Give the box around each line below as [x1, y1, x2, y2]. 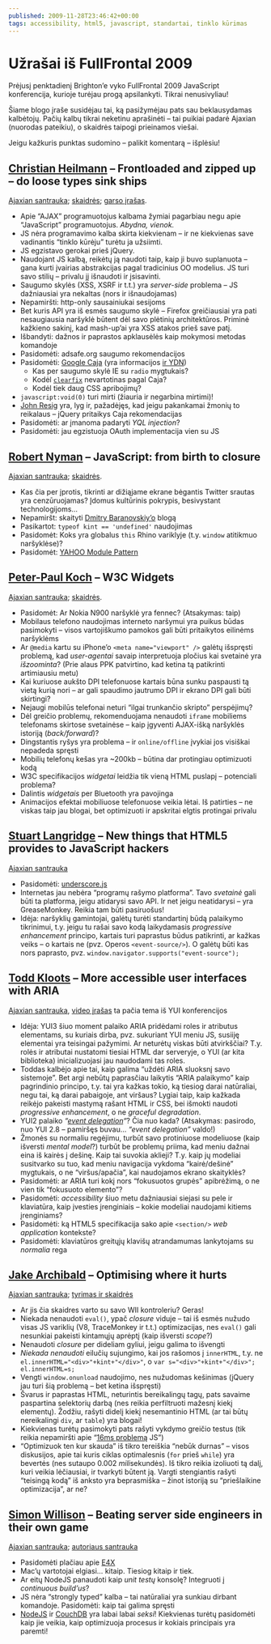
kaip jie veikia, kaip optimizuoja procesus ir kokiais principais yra [19, 1618, 236, 1628]
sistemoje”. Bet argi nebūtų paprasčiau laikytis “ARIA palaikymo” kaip [19, 1073, 250, 1082]
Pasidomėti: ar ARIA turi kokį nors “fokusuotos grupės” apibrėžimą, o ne [19, 1175, 260, 1186]
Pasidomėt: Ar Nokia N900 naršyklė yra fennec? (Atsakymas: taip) [19, 608, 241, 618]
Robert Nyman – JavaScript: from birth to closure [8, 450, 261, 464]
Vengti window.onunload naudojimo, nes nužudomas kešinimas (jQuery [19, 1373, 255, 1383]
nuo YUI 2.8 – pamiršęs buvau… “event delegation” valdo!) [19, 1124, 216, 1134]
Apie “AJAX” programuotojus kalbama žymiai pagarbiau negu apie [19, 211, 241, 221]
